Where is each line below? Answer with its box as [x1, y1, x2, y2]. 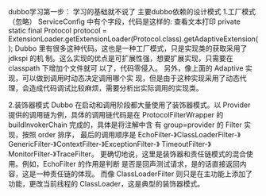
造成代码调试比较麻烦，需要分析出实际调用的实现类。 [29, 83, 203, 93]
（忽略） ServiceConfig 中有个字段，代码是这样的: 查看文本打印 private [8, 17, 241, 26]
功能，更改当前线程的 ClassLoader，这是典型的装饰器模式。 [8, 179, 205, 188]
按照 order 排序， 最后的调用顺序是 [21, 130, 137, 139]
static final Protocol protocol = [8, 26, 107, 35]
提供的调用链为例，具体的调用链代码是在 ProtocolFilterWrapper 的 [8, 110, 224, 119]
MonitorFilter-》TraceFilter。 [8, 149, 99, 159]
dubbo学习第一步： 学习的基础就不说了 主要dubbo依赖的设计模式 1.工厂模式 [8, 7, 256, 16]
